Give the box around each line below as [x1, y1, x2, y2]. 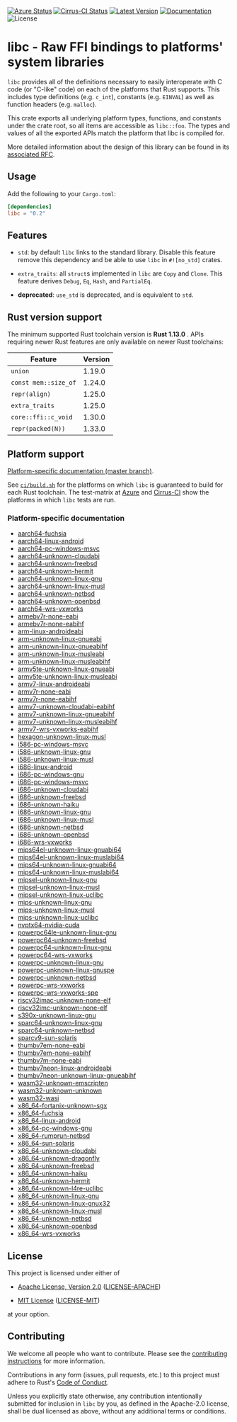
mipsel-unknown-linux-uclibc [17, 891, 104, 899]
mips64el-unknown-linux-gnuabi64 [17, 845, 122, 854]
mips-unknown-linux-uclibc [17, 913, 99, 922]
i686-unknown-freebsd [17, 793, 86, 801]
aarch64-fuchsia [17, 529, 67, 538]
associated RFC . [7, 149, 55, 159]
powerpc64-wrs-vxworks [17, 951, 93, 959]
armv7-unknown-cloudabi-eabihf [17, 702, 115, 711]
